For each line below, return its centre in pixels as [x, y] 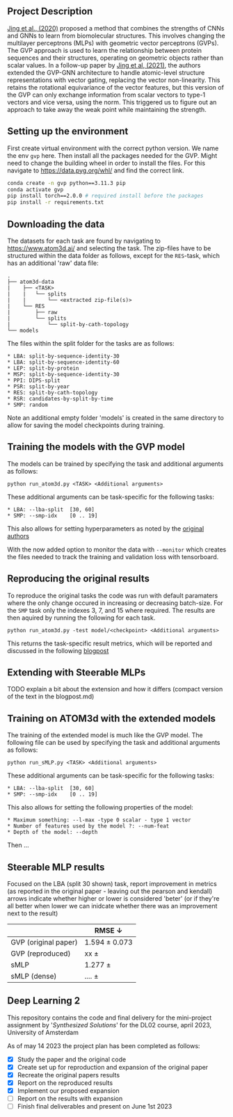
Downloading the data [56, 224]
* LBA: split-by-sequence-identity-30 [63, 356]
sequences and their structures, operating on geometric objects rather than [115, 58]
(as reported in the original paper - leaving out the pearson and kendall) [110, 891]
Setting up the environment [68, 131]
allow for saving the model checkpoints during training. [86, 425]
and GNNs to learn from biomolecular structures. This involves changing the [116, 35]
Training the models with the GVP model [96, 447]
